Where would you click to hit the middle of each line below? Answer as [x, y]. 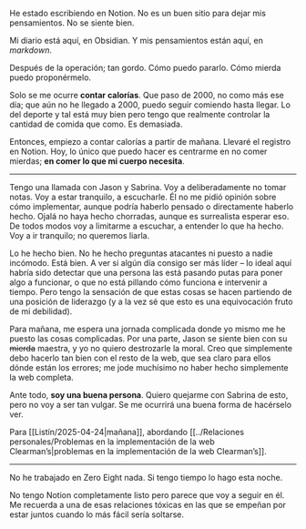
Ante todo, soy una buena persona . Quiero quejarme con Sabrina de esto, [149, 395]
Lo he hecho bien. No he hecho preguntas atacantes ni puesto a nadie [141, 253]
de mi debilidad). [41, 311]
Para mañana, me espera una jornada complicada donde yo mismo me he [148, 329]
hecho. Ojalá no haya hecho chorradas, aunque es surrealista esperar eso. [149, 216]
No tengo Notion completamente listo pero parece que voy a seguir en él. [147, 495]
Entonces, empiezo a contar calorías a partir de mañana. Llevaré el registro [150, 142]
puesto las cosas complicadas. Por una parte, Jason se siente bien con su [148, 339]
